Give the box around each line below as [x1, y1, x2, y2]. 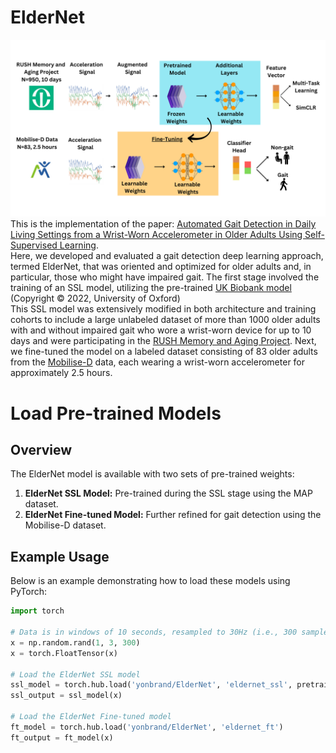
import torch [10, 606, 65, 616]
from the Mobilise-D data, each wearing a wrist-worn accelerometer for [10, 356, 306, 368]
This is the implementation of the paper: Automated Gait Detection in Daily [10, 218, 317, 230]
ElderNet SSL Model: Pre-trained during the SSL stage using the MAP [24, 487, 313, 500]
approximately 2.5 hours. [10, 367, 113, 379]
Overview [10, 442, 73, 459]
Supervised [10, 239, 58, 251]
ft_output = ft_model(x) [10, 732, 114, 743]
